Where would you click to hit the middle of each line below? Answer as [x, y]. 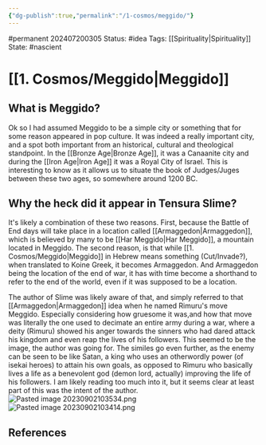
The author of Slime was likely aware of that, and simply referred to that [126, 297]
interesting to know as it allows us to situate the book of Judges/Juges [124, 170]
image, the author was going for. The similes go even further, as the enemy [131, 349]
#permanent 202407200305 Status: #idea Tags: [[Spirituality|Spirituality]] [130, 38]
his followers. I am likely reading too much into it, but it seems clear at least [131, 382]
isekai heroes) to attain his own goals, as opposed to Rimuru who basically [131, 365]
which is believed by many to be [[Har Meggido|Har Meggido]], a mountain [131, 239]
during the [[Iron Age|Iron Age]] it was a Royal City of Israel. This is [118, 161]
